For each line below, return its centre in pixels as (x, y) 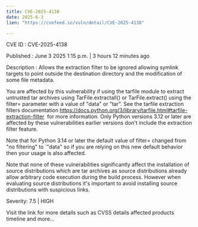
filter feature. (22, 129)
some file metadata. (31, 80)
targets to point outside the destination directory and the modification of (94, 74)
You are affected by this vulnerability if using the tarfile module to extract (95, 92)
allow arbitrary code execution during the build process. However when (93, 177)
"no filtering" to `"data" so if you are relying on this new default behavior (95, 147)
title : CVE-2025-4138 (33, 12)
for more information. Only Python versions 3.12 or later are (119, 116)
